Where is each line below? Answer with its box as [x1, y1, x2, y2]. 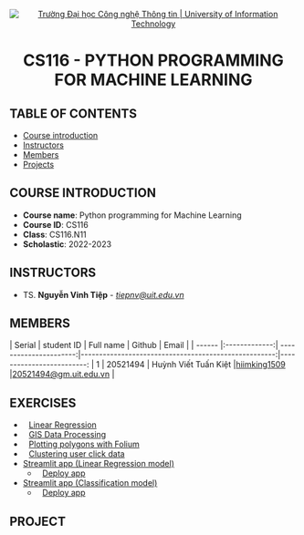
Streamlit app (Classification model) [22, 478, 158, 489]
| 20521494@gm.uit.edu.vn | [9, 369, 115, 380]
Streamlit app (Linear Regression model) [22, 458, 175, 469]
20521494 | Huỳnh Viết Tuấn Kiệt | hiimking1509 [106, 359, 286, 370]
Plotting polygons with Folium [28, 438, 140, 450]
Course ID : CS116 [22, 219, 89, 230]
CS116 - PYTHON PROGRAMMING [22, 50, 285, 71]
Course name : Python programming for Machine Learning [22, 210, 242, 221]
